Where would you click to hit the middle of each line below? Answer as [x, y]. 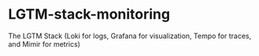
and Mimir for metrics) [44, 44]
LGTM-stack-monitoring [89, 14]
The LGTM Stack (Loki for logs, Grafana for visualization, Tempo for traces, [130, 36]
